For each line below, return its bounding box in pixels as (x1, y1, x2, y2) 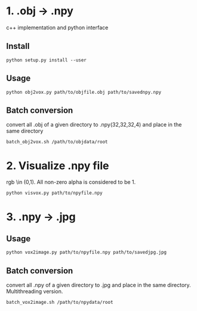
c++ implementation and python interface (6, 24, 109, 31)
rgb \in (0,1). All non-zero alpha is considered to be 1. (6, 178, 136, 186)
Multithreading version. (6, 288, 63, 295)
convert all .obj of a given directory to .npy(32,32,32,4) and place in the (6, 121, 182, 128)
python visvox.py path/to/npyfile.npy (6, 190, 103, 196)
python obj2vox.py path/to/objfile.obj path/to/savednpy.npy (6, 89, 162, 95)
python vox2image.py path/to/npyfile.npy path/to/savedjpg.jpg (6, 250, 167, 255)
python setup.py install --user (6, 57, 87, 63)
